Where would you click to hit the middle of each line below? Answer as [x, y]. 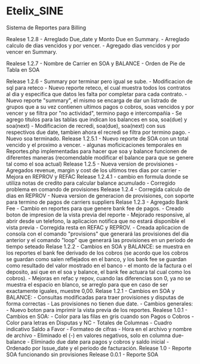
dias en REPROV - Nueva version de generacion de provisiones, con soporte [100, 195]
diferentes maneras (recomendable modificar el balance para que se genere [100, 157]
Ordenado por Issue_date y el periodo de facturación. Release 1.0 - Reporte [99, 348]
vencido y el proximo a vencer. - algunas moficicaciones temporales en [94, 145]
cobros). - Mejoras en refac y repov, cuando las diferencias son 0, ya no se [99, 278]
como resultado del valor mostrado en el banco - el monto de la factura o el [99, 265]
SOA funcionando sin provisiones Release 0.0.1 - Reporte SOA [82, 354]
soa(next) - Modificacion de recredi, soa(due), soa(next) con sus [86, 126]
